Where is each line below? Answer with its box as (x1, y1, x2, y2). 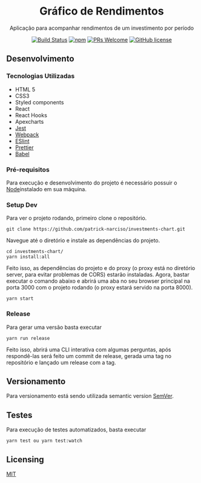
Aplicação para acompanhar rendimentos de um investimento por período (9, 24, 194, 32)
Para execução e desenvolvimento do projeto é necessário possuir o (6, 179, 177, 186)
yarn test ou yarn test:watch (6, 438, 83, 444)
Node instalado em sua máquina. (6, 185, 87, 192)
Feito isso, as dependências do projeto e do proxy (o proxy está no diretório (6, 265, 196, 272)
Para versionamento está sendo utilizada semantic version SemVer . (6, 393, 174, 400)
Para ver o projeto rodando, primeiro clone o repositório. (6, 214, 147, 222)
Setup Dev (6, 200, 38, 209)
